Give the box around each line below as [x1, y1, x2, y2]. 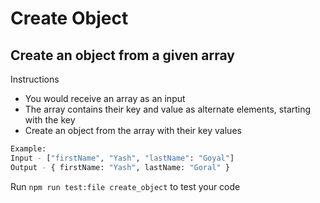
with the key [24, 114, 76, 126]
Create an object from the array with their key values [24, 125, 242, 136]
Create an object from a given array [10, 47, 235, 64]
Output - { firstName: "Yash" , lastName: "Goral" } [10, 162, 230, 172]
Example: [10, 144, 47, 154]
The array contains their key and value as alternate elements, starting [24, 103, 312, 115]
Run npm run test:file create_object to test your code [10, 180, 241, 192]
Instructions [10, 73, 60, 85]
